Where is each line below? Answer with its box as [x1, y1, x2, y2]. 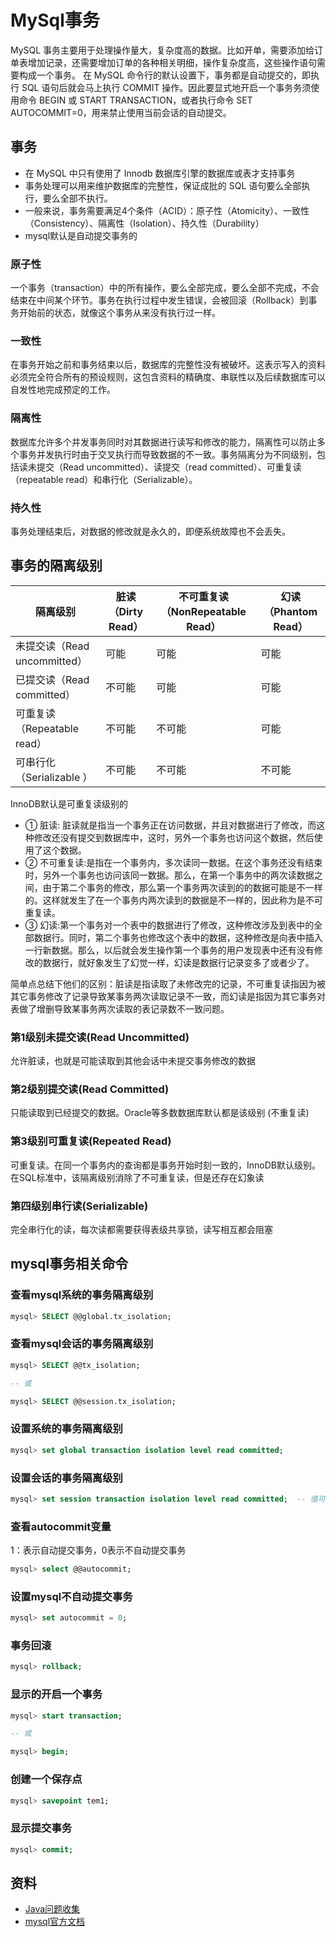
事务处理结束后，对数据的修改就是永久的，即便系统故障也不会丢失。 [10, 525, 291, 537]
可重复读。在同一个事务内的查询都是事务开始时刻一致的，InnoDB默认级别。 [10, 1159, 321, 1171]
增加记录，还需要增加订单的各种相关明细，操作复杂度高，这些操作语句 [27, 56, 317, 68]
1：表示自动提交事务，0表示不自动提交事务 [10, 1544, 187, 1556]
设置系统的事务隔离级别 [10, 1422, 123, 1436]
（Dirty [108, 604, 144, 618]
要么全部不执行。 [42, 192, 113, 204]
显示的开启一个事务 [10, 1687, 103, 1701]
